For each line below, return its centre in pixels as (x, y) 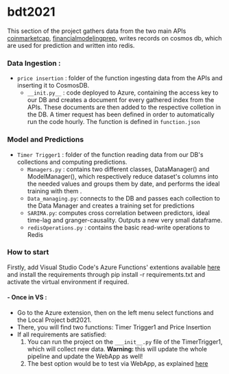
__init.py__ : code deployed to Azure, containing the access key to (123, 92)
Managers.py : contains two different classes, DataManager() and (118, 169)
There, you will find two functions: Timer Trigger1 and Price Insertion (114, 327)
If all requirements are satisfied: (62, 335)
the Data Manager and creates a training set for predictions (111, 205)
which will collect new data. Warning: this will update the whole (117, 349)
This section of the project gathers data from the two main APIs (97, 31)
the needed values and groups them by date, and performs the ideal (123, 184)
